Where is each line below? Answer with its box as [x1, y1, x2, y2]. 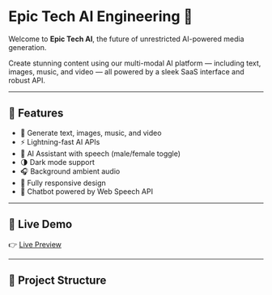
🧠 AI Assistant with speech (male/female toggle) [19, 149, 181, 158]
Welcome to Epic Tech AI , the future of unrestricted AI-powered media [8, 34, 244, 44]
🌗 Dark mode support [19, 157, 96, 166]
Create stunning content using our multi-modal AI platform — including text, [8, 58, 261, 68]
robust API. [8, 75, 46, 85]
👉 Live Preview [8, 239, 62, 249]
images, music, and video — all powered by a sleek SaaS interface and [8, 66, 244, 76]
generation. [8, 42, 47, 52]
